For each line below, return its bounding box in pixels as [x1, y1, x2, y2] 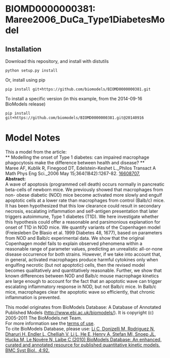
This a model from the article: [5, 149, 67, 155]
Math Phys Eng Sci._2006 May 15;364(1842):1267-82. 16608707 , [5, 170, 141, 176]
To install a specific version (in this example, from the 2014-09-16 [5, 96, 143, 101]
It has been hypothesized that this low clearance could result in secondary [5, 202, 161, 208]
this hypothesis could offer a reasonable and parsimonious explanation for [5, 219, 161, 225]
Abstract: [5, 175, 26, 182]
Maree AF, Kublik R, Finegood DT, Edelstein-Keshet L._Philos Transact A [5, 165, 156, 171]
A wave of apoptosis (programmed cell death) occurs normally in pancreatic [5, 181, 165, 187]
